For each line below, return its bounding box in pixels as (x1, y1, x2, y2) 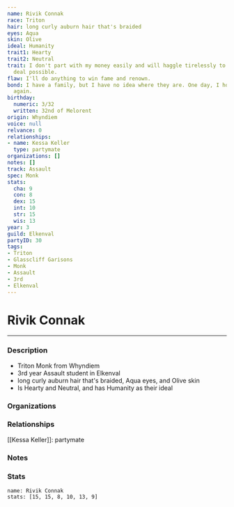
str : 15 (13, 211, 36, 218)
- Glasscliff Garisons (7, 256, 73, 263)
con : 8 (13, 192, 33, 198)
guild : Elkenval (7, 231, 54, 237)
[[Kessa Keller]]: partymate (7, 435, 85, 444)
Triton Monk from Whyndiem (17, 361, 100, 370)
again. (13, 88, 33, 95)
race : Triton (7, 17, 45, 24)
